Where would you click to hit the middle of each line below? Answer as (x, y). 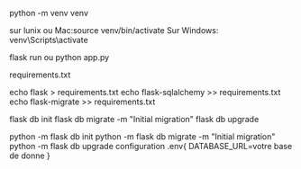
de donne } (30, 156)
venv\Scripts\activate (49, 40)
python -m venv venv (49, 13)
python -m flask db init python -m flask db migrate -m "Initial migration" (142, 137)
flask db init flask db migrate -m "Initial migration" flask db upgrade (134, 119)
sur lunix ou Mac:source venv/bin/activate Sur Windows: (114, 30)
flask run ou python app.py (59, 57)
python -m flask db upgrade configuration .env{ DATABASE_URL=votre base (151, 146)
